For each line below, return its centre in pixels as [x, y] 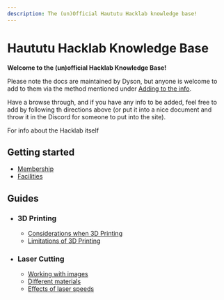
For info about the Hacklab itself [53, 130]
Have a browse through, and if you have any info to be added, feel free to [112, 102]
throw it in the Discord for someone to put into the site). [86, 117]
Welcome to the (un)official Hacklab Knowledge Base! [87, 68]
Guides [23, 198]
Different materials [54, 282]
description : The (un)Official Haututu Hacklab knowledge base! [102, 14]
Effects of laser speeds [61, 289]
